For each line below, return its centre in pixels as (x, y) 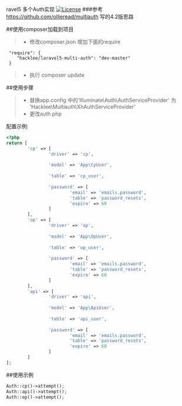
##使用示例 (20, 375)
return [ (17, 143)
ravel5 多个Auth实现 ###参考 (54, 9)
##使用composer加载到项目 (40, 29)
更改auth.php (45, 114)
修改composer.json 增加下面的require (75, 42)
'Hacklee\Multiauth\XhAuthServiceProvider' (82, 107)
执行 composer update (57, 75)
